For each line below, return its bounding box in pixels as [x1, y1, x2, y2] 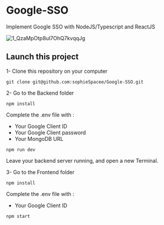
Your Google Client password [14, 128, 86, 136]
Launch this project [6, 52, 79, 62]
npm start [6, 213, 31, 219]
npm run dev [6, 146, 35, 153]
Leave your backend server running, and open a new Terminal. [6, 157, 159, 164]
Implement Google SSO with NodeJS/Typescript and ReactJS [6, 23, 155, 30]
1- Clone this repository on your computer [6, 67, 108, 75]
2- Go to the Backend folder [6, 89, 74, 97]
